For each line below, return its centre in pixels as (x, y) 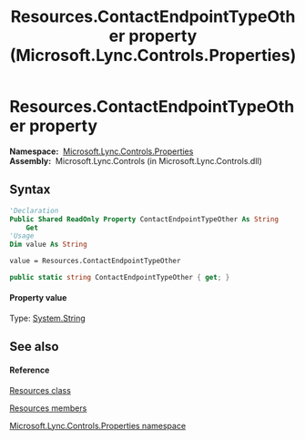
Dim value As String (49, 245)
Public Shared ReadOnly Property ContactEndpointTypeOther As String (144, 219)
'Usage (22, 236)
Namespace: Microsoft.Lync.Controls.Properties (102, 151)
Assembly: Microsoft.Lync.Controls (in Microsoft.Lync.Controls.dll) (136, 160)
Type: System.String (48, 318)
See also (34, 347)
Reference (30, 370)
